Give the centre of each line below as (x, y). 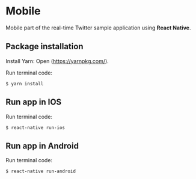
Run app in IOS (34, 102)
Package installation (44, 47)
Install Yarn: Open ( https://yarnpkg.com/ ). (57, 61)
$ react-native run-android (41, 171)
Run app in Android (42, 146)
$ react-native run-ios (35, 127)
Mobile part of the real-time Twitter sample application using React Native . (98, 28)
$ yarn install (25, 83)
